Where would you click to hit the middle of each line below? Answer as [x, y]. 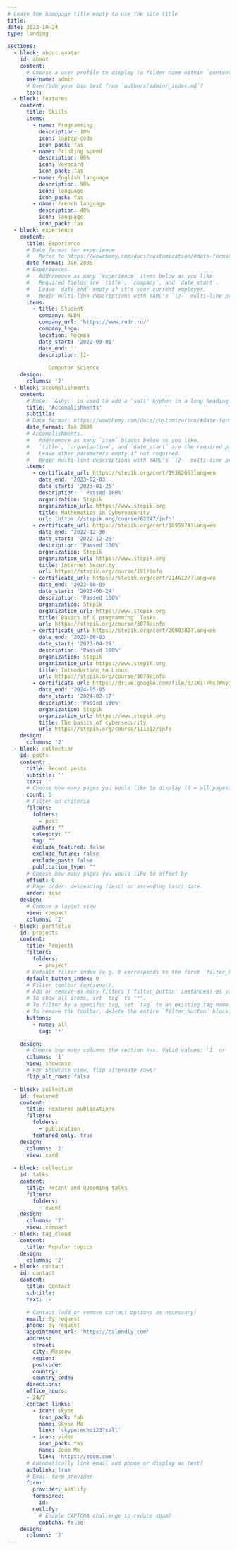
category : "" [52, 834]
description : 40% [64, 210]
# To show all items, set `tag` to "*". [86, 998]
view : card [42, 1155]
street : [44, 1345]
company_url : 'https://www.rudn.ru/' [94, 322]
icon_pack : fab [61, 1417]
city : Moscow [52, 1352]
